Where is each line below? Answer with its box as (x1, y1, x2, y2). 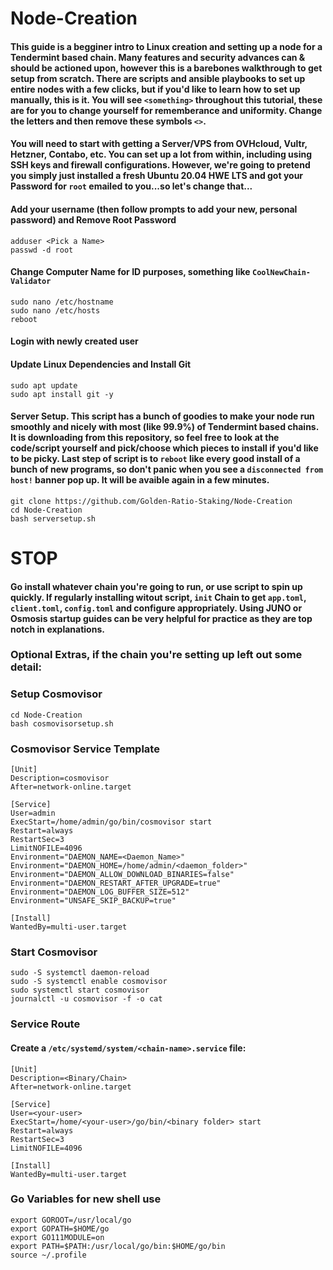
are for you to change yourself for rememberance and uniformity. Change (10, 104, 323, 116)
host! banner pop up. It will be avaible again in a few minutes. (10, 474, 270, 486)
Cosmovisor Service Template (10, 742, 160, 756)
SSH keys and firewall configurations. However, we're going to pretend (10, 159, 311, 171)
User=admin (10, 808, 56, 819)
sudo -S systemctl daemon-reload (10, 968, 150, 978)
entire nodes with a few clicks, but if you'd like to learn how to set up (10, 83, 301, 95)
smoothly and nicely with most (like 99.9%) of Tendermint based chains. (10, 421, 319, 433)
